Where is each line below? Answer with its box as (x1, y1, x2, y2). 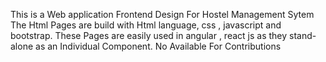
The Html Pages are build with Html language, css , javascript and (10, 19, 282, 31)
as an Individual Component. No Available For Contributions (35, 40, 282, 52)
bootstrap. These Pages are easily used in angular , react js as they (10, 30, 288, 41)
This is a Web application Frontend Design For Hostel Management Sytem (10, 9, 315, 20)
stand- (289, 30, 317, 41)
